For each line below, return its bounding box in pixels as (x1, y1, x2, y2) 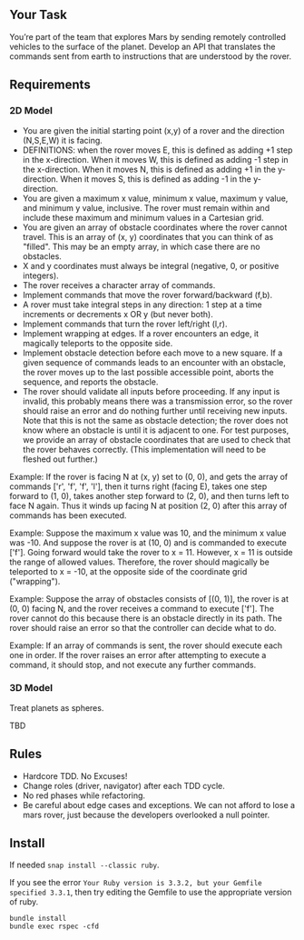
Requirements (9, 77, 91, 93)
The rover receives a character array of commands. (22, 279, 216, 290)
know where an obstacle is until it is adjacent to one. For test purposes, (22, 425, 289, 435)
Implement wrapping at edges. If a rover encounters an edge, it (22, 327, 260, 339)
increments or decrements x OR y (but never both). (22, 308, 213, 319)
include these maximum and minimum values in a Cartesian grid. (22, 212, 265, 223)
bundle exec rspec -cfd (9, 922, 100, 931)
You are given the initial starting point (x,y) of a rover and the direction (22, 125, 285, 135)
